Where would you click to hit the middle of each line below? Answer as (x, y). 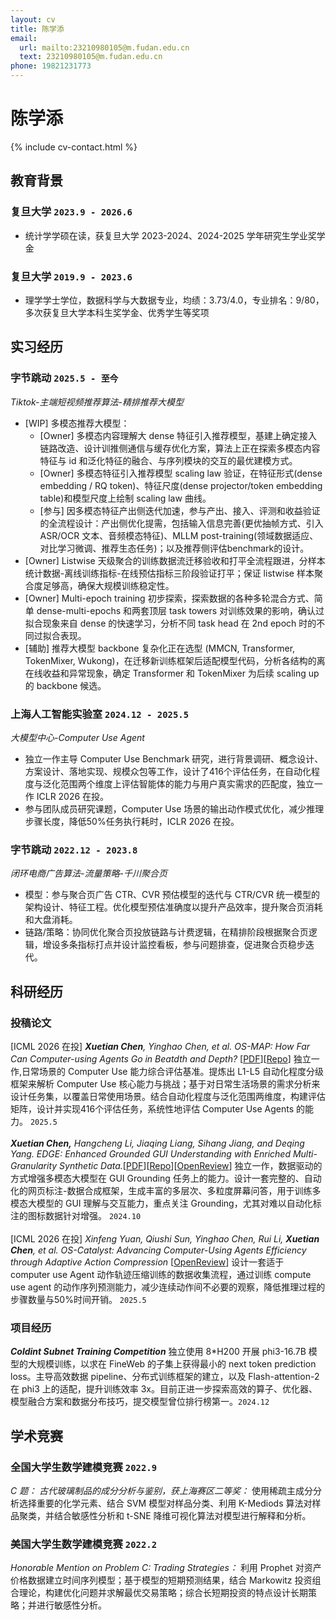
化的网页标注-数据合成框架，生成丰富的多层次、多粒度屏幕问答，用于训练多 (166, 1190)
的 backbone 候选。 (65, 685)
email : (24, 38)
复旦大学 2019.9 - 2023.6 (71, 276)
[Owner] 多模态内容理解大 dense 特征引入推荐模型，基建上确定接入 (178, 435)
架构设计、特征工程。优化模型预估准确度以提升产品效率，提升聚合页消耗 (173, 907)
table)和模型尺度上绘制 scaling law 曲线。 (125, 498)
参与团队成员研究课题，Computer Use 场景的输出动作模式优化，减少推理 (174, 808)
